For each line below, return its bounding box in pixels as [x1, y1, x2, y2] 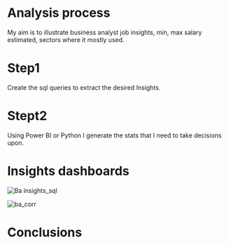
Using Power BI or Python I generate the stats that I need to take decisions [7, 131, 222, 140]
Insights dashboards [7, 163, 130, 179]
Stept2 [7, 108, 48, 124]
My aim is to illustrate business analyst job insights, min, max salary [7, 28, 202, 36]
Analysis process [7, 5, 111, 21]
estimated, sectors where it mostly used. [7, 35, 125, 43]
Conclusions [7, 224, 83, 240]
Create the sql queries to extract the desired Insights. [7, 83, 161, 92]
